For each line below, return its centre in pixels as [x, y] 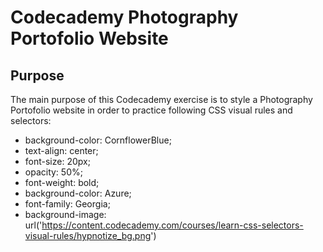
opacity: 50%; [53, 172]
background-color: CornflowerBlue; [98, 140]
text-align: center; [61, 150]
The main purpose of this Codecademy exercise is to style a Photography [161, 99]
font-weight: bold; [62, 182]
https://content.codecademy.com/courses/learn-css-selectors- [172, 225]
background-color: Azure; [78, 193]
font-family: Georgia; [67, 204]
